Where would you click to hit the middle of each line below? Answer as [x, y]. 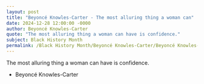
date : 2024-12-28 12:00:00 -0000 [49, 23]
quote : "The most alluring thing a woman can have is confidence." [93, 34]
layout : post [23, 12]
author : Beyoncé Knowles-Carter [47, 29]
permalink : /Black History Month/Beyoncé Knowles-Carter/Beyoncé [90, 46]
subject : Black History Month [45, 40]
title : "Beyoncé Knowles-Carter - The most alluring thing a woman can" [100, 18]
